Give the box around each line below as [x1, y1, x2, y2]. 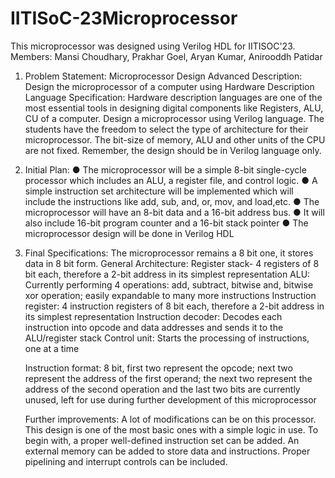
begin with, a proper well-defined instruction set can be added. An [24, 434, 300, 446]
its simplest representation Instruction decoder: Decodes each [24, 310, 283, 322]
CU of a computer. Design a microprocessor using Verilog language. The [24, 112, 325, 124]
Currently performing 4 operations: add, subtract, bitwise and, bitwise [24, 278, 314, 291]
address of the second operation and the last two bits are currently [24, 383, 301, 395]
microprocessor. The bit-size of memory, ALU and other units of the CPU [24, 133, 326, 146]
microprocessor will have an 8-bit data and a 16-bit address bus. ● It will [24, 206, 325, 218]
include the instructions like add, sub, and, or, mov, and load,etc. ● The [24, 195, 320, 207]
